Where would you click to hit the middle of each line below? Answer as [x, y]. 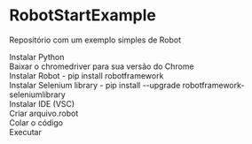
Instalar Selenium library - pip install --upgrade [95, 85]
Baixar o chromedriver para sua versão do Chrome [102, 66]
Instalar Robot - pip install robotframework [87, 75]
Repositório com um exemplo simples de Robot [95, 40]
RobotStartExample [83, 15]
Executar [25, 132]
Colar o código [36, 122]
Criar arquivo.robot [44, 113]
